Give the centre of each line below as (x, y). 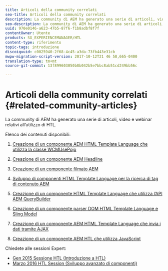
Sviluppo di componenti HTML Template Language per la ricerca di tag (85, 179)
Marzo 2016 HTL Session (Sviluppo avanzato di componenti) (75, 263)
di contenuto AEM (31, 184)
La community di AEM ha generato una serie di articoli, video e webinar (79, 119)
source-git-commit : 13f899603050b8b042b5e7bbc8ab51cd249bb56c (71, 66)
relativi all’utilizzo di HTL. (31, 125)
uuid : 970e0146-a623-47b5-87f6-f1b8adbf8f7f (52, 29)
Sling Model (25, 214)
